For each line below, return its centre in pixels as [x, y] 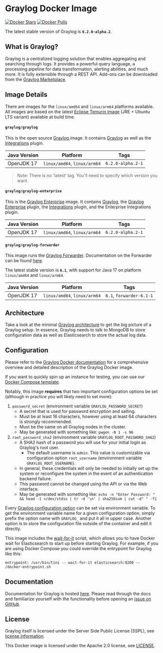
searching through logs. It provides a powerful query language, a [70, 63]
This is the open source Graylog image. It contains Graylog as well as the [78, 138]
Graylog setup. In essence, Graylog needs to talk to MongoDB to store [75, 329]
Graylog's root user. [39, 448]
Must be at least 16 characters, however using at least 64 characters [88, 416]
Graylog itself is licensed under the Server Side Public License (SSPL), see [80, 631]
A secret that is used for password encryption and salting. [77, 411]
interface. [29, 489]
